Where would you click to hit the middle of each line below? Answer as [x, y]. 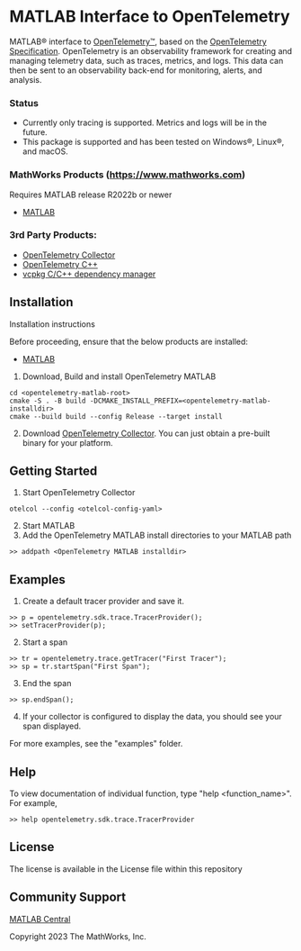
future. [35, 132]
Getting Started [53, 471]
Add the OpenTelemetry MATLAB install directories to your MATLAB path [157, 535]
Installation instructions [53, 324]
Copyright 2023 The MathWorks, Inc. [78, 936]
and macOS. [45, 151]
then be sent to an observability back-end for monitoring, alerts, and [136, 70]
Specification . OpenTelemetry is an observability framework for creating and [151, 50]
